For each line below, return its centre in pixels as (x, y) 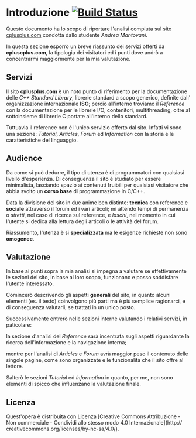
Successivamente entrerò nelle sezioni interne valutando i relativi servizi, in (97, 319)
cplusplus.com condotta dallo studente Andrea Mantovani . (77, 35)
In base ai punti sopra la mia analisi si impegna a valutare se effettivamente (97, 271)
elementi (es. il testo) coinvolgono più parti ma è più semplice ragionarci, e (96, 301)
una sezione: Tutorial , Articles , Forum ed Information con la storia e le (90, 134)
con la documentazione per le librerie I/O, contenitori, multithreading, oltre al (98, 110)
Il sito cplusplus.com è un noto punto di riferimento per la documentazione (97, 91)
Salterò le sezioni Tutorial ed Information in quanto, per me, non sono (90, 378)
